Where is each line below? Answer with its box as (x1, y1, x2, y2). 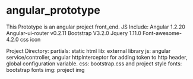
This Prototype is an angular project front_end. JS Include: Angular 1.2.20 (6, 23, 186, 30)
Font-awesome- (142, 29, 182, 36)
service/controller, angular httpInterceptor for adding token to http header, (6, 53, 188, 61)
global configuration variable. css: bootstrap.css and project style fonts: (6, 60, 182, 67)
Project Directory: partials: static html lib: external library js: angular (6, 47, 171, 54)
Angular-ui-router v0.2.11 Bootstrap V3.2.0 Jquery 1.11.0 (6, 29, 141, 36)
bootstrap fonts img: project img (6, 66, 85, 73)
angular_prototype (6, 4, 101, 17)
